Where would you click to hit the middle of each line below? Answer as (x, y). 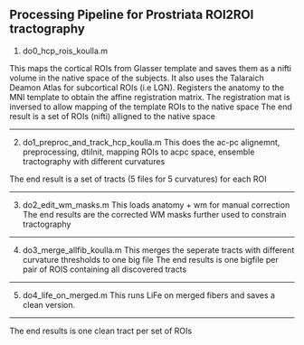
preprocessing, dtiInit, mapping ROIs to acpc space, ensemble (138, 152)
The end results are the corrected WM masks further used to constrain (154, 214)
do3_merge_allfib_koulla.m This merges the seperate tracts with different (158, 250)
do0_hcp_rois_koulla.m (65, 51)
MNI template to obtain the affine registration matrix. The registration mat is (150, 97)
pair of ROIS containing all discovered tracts (104, 269)
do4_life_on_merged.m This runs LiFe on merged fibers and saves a (149, 295)
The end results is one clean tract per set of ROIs (101, 331)
